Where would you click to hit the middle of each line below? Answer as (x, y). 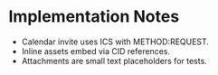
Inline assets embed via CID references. (96, 51)
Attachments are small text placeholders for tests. (114, 61)
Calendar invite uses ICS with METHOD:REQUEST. (115, 42)
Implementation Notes (94, 17)
